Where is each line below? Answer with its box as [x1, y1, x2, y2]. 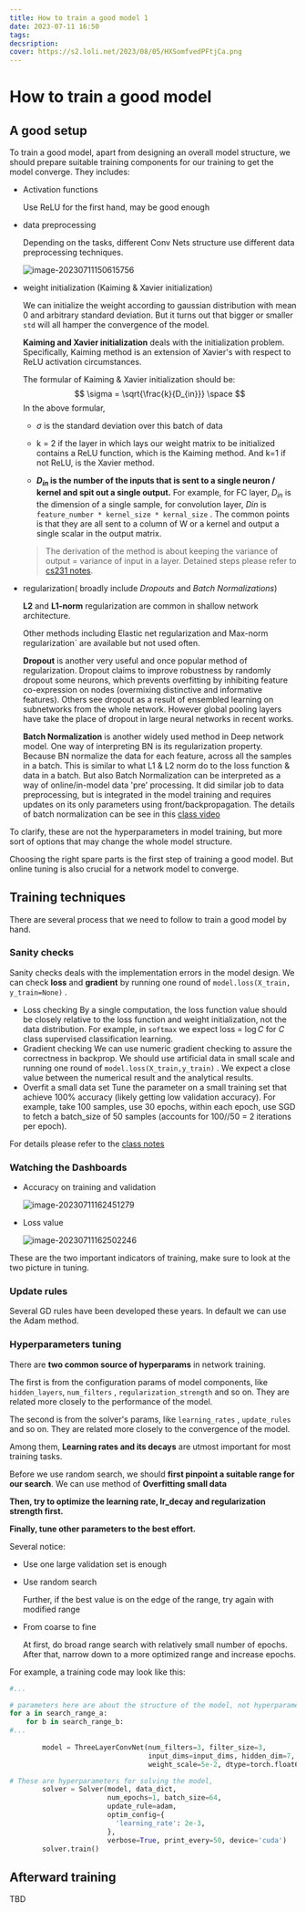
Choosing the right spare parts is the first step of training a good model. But [9, 853, 294, 864]
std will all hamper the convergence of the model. [22, 319, 209, 330]
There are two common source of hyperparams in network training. [9, 1359, 266, 1370]
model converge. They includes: [9, 166, 130, 178]
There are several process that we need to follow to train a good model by [9, 914, 287, 925]
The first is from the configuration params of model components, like [9, 1376, 269, 1387]
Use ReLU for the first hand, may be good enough [22, 202, 210, 213]
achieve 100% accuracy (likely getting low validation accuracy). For [22, 1092, 276, 1102]
